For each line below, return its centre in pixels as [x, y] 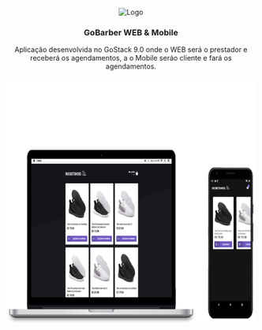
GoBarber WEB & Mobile [131, 32]
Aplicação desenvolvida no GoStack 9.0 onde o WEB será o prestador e [131, 50]
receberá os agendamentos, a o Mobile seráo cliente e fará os [131, 58]
